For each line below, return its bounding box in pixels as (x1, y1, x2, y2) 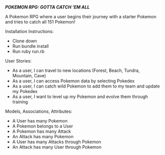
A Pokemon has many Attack (12, 128, 71, 134)
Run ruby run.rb (12, 49, 44, 54)
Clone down (12, 38, 37, 44)
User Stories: (5, 58, 32, 63)
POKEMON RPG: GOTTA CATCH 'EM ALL (5, 4, 90, 10)
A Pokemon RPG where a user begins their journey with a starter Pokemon (5, 14, 157, 19)
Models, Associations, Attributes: (5, 108, 73, 114)
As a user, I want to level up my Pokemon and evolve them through (12, 93, 148, 99)
